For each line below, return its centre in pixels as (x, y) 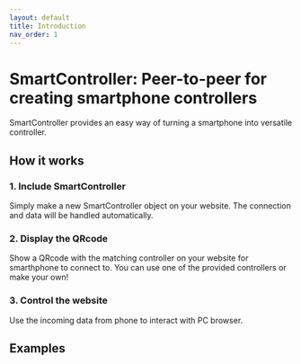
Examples (37, 348)
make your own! (39, 277)
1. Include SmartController (67, 186)
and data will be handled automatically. (82, 215)
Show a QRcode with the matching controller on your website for (129, 258)
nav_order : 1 (34, 34)
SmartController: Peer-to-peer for (138, 79)
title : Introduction (48, 26)
